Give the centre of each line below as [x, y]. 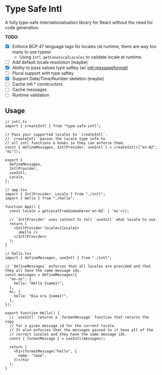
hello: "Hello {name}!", [39, 283]
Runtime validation [31, 95]
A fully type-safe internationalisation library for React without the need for [79, 22]
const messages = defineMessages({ [41, 275]
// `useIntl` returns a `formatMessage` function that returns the [79, 317]
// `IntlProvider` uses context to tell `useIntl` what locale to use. [84, 220]
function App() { [23, 207]
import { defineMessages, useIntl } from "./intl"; [58, 258]
